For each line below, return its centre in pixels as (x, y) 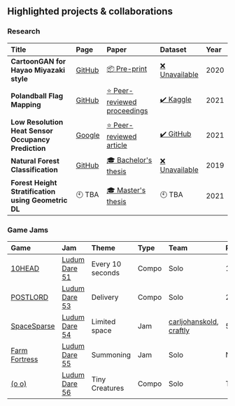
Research (24, 31)
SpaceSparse (33, 326)
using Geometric (39, 200)
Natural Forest (35, 161)
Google (88, 135)
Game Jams (28, 230)
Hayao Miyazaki (38, 70)
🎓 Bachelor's (129, 160)
